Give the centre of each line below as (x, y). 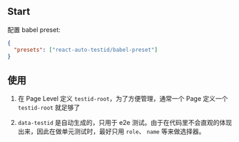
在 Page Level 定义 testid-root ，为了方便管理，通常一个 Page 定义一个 (123, 99)
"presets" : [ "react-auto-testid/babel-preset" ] (86, 50)
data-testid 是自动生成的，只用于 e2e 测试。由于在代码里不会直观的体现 (125, 123)
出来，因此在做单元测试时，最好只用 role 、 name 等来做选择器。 (111, 131)
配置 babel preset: (34, 29)
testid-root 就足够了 (49, 108)
